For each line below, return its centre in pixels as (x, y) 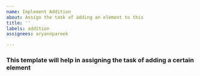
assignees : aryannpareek (37, 34)
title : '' (19, 23)
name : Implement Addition (38, 12)
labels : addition (28, 28)
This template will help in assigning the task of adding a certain (100, 60)
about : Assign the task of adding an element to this (75, 17)
